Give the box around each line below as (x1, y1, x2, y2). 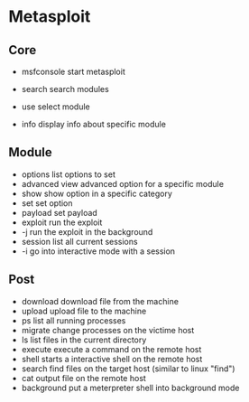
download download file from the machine (21, 295, 180, 306)
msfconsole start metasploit (21, 66, 125, 77)
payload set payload (21, 207, 98, 218)
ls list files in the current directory (21, 334, 147, 345)
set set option (21, 197, 73, 209)
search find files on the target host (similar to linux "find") (21, 363, 235, 374)
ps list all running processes (21, 314, 126, 326)
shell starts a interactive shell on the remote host (21, 353, 203, 364)
